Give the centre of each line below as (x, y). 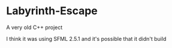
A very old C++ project (34, 27)
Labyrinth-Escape (52, 11)
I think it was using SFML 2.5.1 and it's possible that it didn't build (86, 39)
